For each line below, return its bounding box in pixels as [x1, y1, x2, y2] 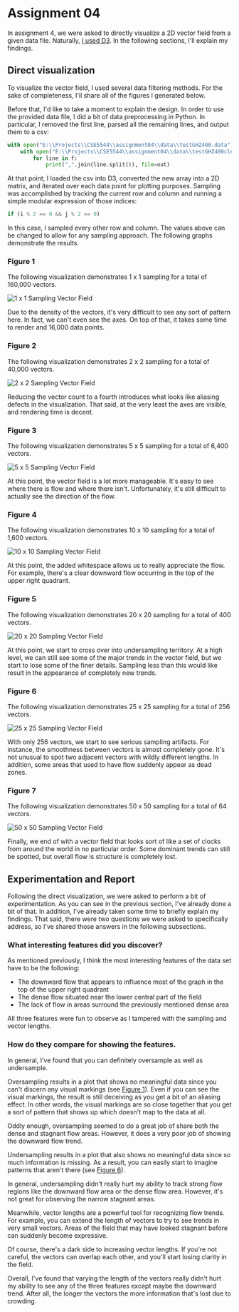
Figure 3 [7, 425, 37, 435]
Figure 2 [7, 341, 37, 351]
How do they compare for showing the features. [7, 1039, 176, 1049]
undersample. [7, 1063, 48, 1072]
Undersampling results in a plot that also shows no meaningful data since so [7, 1150, 231, 1159]
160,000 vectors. [7, 280, 57, 289]
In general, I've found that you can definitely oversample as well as [7, 1056, 203, 1064]
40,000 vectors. [7, 365, 55, 373]
